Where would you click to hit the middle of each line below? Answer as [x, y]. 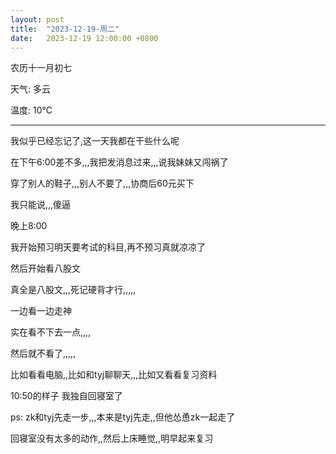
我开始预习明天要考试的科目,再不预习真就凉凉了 [108, 247]
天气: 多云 [30, 89]
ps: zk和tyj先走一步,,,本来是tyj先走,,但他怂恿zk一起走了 [123, 417]
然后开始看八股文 [45, 268]
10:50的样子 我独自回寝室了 [66, 396]
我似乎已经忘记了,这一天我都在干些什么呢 [95, 141]
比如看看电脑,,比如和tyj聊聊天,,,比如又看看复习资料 [114, 375]
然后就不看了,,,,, [43, 353]
